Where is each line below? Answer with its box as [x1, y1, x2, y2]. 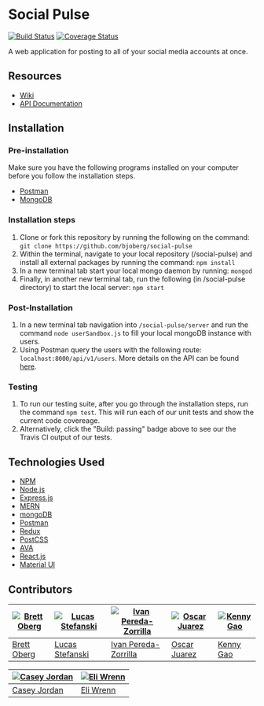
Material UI [19, 560, 56, 569]
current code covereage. [19, 416, 101, 425]
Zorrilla [111, 649, 137, 660]
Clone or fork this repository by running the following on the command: [19, 232, 250, 241]
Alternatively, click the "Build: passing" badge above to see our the [19, 425, 236, 434]
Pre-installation [8, 145, 69, 156]
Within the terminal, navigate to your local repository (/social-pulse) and [19, 249, 253, 259]
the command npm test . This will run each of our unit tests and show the [19, 407, 254, 417]
